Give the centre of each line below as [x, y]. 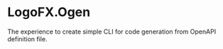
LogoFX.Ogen [49, 12]
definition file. [27, 38]
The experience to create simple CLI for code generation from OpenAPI [112, 31]
